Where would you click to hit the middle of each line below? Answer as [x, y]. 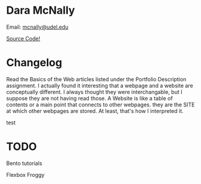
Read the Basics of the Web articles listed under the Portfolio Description [96, 79]
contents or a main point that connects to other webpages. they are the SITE [100, 105]
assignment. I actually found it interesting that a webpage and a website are [100, 85]
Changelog [34, 63]
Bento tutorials [24, 163]
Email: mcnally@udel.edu [37, 27]
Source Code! [23, 38]
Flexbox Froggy [25, 174]
